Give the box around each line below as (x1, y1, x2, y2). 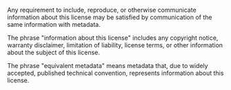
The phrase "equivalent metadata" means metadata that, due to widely (7, 62, 208, 69)
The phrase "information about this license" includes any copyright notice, (7, 34, 219, 42)
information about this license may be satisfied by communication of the (7, 13, 212, 21)
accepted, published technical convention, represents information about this (7, 69, 224, 77)
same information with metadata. (7, 21, 101, 28)
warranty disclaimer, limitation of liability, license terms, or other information (7, 41, 223, 49)
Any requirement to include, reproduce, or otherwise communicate (7, 6, 197, 14)
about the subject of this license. (7, 48, 100, 56)
